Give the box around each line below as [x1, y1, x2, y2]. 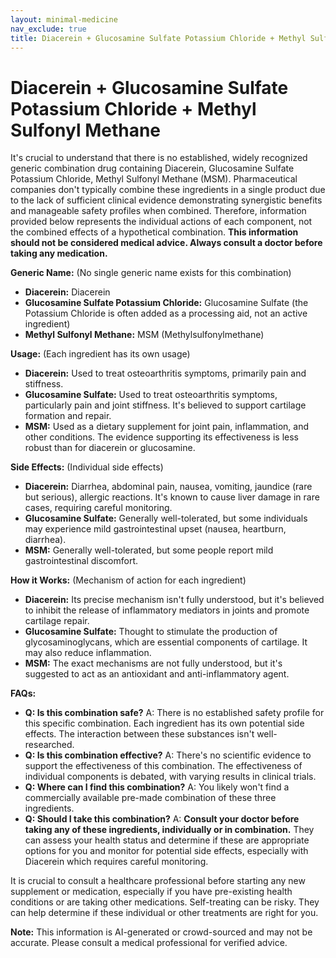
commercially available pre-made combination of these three [24, 792, 277, 804]
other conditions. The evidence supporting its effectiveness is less [24, 431, 299, 443]
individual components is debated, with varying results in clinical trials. [24, 771, 317, 783]
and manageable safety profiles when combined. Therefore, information [10, 205, 307, 217]
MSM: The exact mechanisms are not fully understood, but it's [24, 657, 283, 670]
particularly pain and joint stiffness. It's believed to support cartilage [24, 399, 307, 411]
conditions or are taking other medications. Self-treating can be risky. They [10, 896, 320, 908]
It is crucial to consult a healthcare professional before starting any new [10, 875, 306, 887]
